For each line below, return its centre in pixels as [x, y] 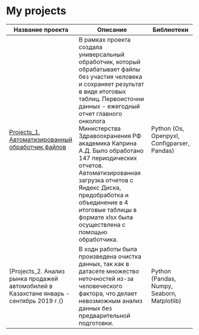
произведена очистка [110, 256]
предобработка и [104, 195]
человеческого [101, 286]
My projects [36, 11]
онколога [92, 121]
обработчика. [99, 239]
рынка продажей [33, 278]
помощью [93, 232]
